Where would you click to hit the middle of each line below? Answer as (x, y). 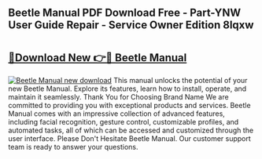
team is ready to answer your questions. (73, 147)
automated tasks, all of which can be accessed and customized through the (131, 130)
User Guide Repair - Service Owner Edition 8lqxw (131, 25)
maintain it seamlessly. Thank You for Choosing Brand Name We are (119, 97)
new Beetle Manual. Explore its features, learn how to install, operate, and (127, 89)
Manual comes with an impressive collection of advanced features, (117, 114)
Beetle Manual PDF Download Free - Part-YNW (125, 13)
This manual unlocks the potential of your (181, 80)
